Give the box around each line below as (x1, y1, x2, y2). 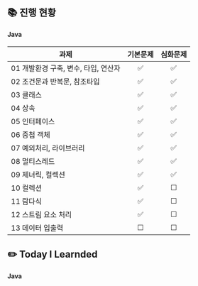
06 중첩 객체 (11, 130, 51, 140)
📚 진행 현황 (7, 6, 57, 19)
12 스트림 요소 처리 (11, 209, 72, 219)
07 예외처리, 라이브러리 (11, 143, 85, 153)
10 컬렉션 (11, 183, 43, 193)
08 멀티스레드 (11, 156, 55, 166)
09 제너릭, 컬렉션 (11, 170, 65, 180)
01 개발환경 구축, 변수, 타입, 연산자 (11, 63, 121, 73)
